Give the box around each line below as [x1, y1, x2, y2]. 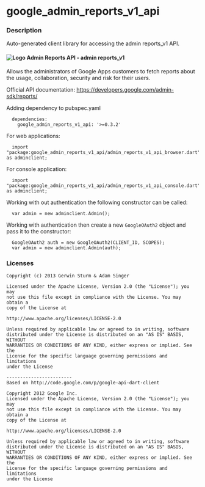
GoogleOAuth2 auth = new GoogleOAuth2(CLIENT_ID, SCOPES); [12, 240, 165, 246]
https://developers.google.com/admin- [76, 86, 174, 93]
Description [6, 26, 42, 35]
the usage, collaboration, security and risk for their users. [6, 74, 151, 81]
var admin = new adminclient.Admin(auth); [12, 244, 121, 251]
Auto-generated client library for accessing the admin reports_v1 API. [6, 40, 180, 47]
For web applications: [6, 132, 61, 139]
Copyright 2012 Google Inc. [6, 390, 78, 397]
